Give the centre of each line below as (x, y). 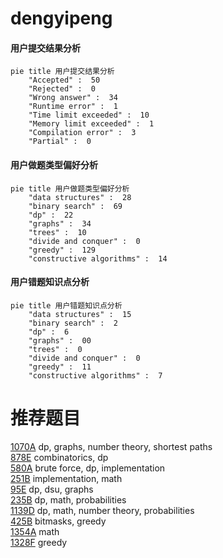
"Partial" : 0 (60, 142)
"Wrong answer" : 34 (73, 98)
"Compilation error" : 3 (82, 133)
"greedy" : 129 (62, 250)
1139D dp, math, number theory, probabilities (102, 510)
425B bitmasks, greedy (58, 521)
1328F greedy (39, 542)
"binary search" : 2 (73, 323)
